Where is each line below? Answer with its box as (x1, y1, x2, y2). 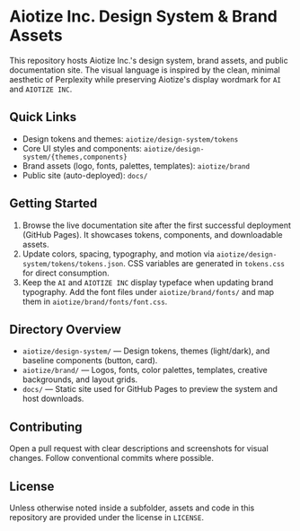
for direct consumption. (22, 267, 110, 278)
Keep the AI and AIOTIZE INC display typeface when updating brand (22, 276, 274, 288)
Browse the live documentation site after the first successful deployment (22, 220, 292, 231)
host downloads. (22, 393, 84, 405)
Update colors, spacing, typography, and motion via (22, 248, 216, 259)
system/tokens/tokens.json (22, 259, 124, 268)
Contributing (9, 419, 83, 434)
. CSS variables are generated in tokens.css (122, 257, 286, 268)
